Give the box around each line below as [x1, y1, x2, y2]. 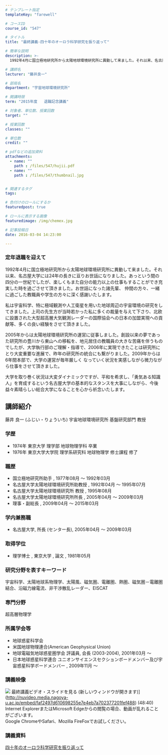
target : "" [5, 113, 28, 118]
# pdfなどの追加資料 [5, 149, 43, 155]
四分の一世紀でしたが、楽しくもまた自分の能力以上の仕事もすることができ [5, 279, 158, 285]
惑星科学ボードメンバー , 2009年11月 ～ [16, 663, 98, 669]
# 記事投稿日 [5, 227, 28, 233]
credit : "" [5, 140, 28, 146]
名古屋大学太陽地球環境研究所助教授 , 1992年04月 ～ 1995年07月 [12, 482, 146, 488]
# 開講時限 [5, 94, 25, 99]
